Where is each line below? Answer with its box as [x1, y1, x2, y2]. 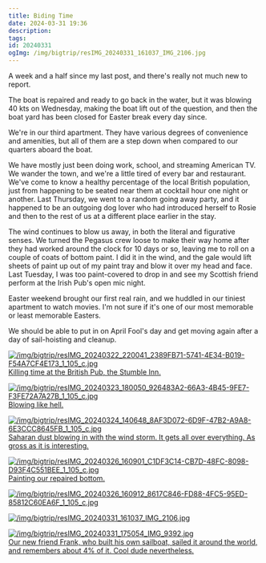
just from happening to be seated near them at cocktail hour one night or [8, 186, 248, 195]
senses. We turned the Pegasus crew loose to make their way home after [8, 236, 250, 245]
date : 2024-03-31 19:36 [8, 19, 88, 27]
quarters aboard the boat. [8, 145, 94, 154]
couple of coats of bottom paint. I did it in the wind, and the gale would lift [8, 253, 252, 261]
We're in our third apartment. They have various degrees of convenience [8, 128, 248, 137]
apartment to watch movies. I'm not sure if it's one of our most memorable [8, 302, 254, 311]
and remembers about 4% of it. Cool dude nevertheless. [8, 546, 195, 555]
